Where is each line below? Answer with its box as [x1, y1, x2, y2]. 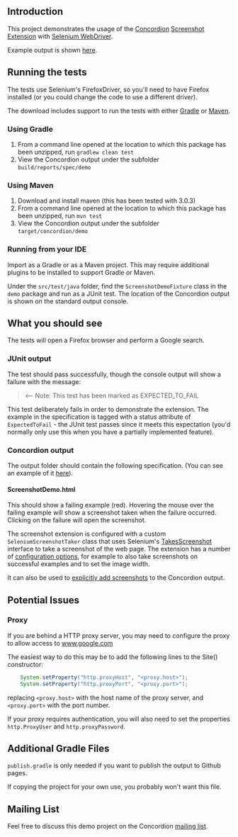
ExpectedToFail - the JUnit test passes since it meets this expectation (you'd [7, 420, 231, 428]
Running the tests [7, 67, 87, 79]
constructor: [7, 660, 44, 668]
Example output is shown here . [7, 45, 98, 54]
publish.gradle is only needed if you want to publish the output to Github [7, 761, 221, 770]
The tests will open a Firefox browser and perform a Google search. [7, 336, 205, 344]
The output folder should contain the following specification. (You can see [7, 461, 223, 470]
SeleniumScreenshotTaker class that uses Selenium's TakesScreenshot [7, 537, 212, 546]
